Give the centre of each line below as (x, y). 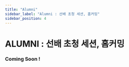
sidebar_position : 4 (26, 18)
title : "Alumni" (21, 9)
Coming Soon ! (23, 59)
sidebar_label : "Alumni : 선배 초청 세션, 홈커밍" (52, 14)
